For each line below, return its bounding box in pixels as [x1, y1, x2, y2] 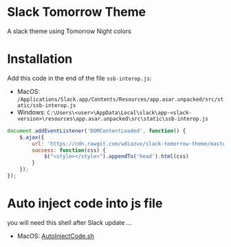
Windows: [16, 108, 46, 116]
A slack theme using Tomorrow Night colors [7, 27, 132, 35]
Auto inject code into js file [7, 196, 163, 211]
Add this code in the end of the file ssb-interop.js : [7, 74, 152, 82]
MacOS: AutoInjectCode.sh [16, 232, 94, 240]
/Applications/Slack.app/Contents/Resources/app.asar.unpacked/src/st [16, 96, 224, 103]
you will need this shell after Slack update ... [7, 218, 132, 226]
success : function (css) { [32, 146, 107, 154]
